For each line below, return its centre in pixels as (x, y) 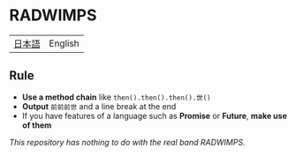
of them (37, 125)
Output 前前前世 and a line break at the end (99, 106)
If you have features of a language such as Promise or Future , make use (154, 115)
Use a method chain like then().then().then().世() (117, 97)
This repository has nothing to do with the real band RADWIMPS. (127, 142)
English (64, 43)
